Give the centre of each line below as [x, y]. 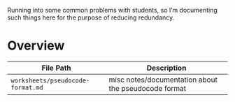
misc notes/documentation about [163, 80]
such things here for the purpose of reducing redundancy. [91, 17]
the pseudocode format [148, 88]
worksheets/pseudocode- [50, 80]
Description [166, 68]
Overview [36, 46]
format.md [27, 87]
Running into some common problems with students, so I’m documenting [113, 10]
